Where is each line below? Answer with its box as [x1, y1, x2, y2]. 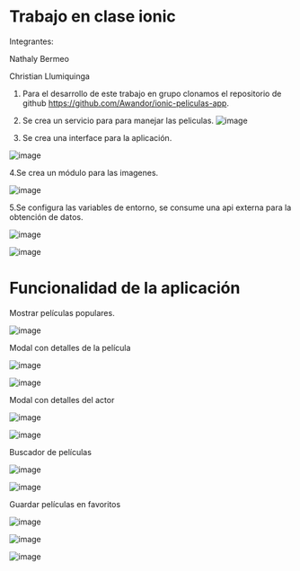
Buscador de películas [9, 446, 93, 457]
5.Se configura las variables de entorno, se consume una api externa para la [9, 202, 292, 213]
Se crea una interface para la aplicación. [22, 132, 172, 143]
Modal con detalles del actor [9, 394, 115, 405]
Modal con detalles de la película [9, 342, 131, 353]
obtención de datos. [9, 211, 84, 222]
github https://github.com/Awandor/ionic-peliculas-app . [22, 97, 229, 109]
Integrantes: [9, 36, 54, 47]
